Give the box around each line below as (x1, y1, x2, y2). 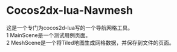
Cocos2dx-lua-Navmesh (6, 4, 133, 17)
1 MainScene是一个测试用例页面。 (6, 31, 91, 39)
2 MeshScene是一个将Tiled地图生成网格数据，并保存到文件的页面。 (6, 39, 175, 46)
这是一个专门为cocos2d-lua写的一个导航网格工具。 (6, 24, 134, 31)
